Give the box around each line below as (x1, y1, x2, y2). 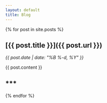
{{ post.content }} (5, 64, 42, 70)
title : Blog (5, 12, 31, 17)
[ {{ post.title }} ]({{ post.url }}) (5, 41, 102, 49)
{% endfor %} (5, 93, 35, 99)
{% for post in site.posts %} (5, 26, 64, 32)
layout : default (5, 7, 40, 13)
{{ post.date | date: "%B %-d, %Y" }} (5, 55, 84, 61)
